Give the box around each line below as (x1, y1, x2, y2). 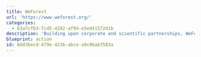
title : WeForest (6, 8, 47, 15)
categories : (6, 20, 36, 26)
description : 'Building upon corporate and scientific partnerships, (6, 31, 184, 37)
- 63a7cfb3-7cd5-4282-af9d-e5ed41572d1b (11, 25, 114, 31)
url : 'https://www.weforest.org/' (6, 14, 93, 20)
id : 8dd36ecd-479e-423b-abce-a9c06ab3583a (6, 42, 114, 48)
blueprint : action (6, 36, 52, 42)
